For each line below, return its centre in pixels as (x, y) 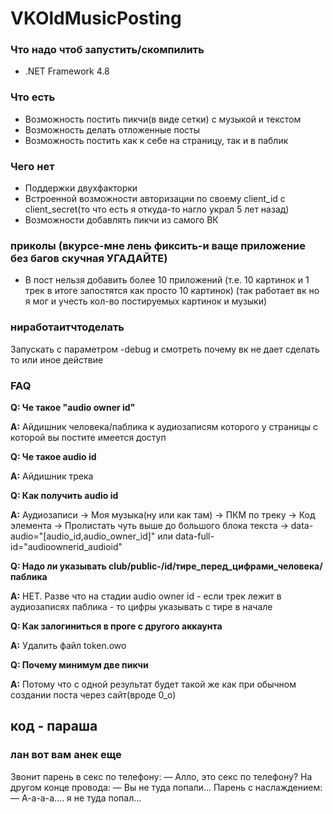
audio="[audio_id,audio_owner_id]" (83, 536)
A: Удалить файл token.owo (68, 645)
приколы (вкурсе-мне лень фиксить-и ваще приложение (158, 245)
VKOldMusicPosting (96, 18)
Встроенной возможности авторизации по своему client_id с (155, 199)
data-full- (194, 536)
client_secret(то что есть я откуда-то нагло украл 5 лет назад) (157, 209)
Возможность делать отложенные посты (112, 129)
